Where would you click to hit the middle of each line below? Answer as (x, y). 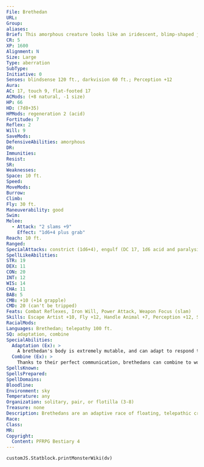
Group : (15, 23)
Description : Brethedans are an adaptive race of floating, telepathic (99, 413)
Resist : (16, 159)
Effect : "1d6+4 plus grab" (51, 232)
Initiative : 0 (24, 74)
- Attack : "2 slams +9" (42, 227)
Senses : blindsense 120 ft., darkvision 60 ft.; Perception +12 (89, 80)
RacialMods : (21, 323)
